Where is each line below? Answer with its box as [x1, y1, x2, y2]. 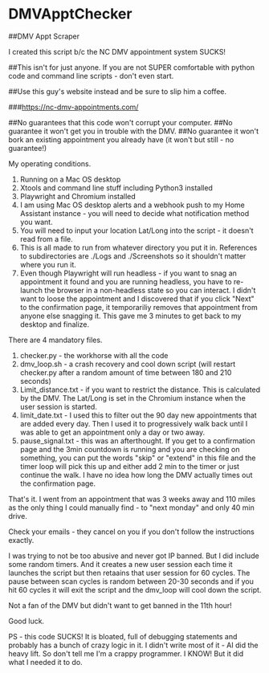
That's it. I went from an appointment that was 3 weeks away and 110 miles [8, 494, 256, 504]
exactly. [8, 535, 35, 545]
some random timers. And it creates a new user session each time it [8, 559, 233, 569]
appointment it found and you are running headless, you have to [19, 276, 232, 286]
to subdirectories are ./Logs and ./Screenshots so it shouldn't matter [19, 251, 247, 261]
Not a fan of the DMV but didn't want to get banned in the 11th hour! [8, 600, 233, 610]
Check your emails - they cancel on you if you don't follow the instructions [8, 527, 255, 536]
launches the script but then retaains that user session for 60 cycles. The [8, 568, 251, 577]
